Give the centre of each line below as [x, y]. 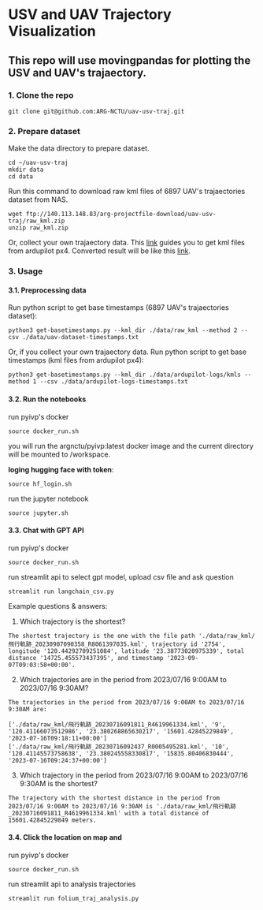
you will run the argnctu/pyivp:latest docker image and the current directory [131, 446]
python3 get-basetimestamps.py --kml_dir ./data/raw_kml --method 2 [123, 330]
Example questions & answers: [58, 606]
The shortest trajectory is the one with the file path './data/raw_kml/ [132, 636]
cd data [21, 177]
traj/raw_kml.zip [37, 221]
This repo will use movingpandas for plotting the [130, 60]
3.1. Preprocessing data [47, 290]
